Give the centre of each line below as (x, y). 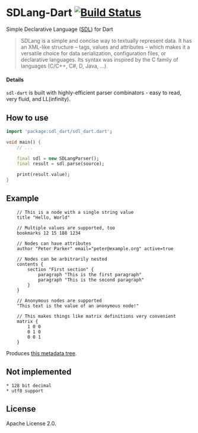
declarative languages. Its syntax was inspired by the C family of (100, 59)
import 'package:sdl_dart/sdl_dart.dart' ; (59, 131)
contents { (30, 264)
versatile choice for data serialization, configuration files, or (93, 53)
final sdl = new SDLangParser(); (58, 158)
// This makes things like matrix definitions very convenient (97, 316)
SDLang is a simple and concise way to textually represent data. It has (106, 40)
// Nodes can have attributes (54, 244)
